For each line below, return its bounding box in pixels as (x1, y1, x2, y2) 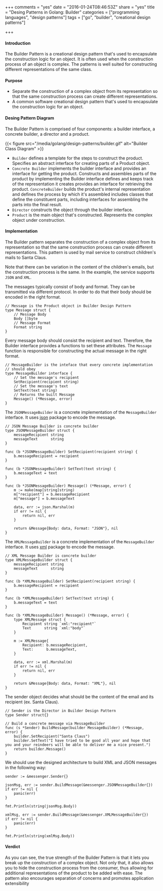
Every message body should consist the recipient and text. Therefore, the (5, 338, 152, 343)
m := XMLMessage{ (14, 638, 49, 643)
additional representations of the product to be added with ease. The (5, 870, 143, 876)
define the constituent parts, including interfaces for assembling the (12, 196, 148, 202)
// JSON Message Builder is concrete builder (5, 424, 98, 428)
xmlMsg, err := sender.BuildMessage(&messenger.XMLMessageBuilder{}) (5, 812, 149, 817)
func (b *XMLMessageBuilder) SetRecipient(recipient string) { (5, 579, 136, 584)
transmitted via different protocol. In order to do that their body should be (5, 289, 152, 295)
